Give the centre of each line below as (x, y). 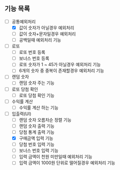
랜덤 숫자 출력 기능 (37, 126)
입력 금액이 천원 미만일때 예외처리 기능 (56, 157)
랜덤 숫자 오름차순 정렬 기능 (45, 120)
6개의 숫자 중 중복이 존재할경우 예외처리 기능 (61, 71)
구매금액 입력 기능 (36, 138)
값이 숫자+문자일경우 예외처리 (48, 34)
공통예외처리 (24, 22)
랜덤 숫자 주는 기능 (37, 83)
